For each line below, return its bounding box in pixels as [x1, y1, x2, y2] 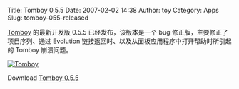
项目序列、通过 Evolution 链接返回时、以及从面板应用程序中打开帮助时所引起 [7, 37, 232, 45]
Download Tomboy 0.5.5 [7, 73, 79, 82]
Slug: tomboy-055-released [7, 13, 89, 22]
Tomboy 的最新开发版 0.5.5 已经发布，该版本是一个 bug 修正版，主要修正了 [7, 28, 228, 36]
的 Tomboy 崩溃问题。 [7, 46, 73, 54]
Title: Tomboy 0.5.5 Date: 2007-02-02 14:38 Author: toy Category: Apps [7, 6, 219, 14]
